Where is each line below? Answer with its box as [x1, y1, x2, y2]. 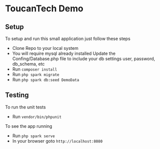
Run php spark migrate [12, 72, 59, 77]
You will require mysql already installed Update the [12, 50, 116, 56]
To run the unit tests [5, 104, 46, 110]
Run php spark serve [12, 133, 55, 139]
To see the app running [5, 123, 53, 129]
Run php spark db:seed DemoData [12, 77, 80, 82]
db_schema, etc [12, 61, 45, 67]
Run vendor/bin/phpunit [12, 113, 62, 119]
